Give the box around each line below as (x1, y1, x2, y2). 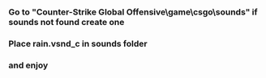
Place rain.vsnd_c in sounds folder (8, 38, 148, 49)
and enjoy (8, 60, 49, 71)
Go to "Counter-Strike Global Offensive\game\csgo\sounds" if (8, 6, 258, 18)
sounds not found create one (8, 16, 125, 27)
